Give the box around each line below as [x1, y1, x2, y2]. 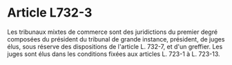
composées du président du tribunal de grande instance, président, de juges [7, 35, 225, 43]
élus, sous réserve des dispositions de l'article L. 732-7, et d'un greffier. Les [7, 42, 223, 50]
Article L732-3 [7, 5, 93, 21]
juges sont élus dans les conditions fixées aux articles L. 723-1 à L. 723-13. [7, 50, 220, 58]
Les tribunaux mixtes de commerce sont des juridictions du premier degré [7, 28, 218, 36]
